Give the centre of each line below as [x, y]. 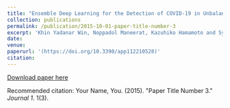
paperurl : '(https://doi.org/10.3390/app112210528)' [84, 52]
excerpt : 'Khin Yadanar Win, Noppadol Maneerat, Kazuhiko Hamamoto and [111, 32]
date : [15, 39]
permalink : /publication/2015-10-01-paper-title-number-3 [91, 26]
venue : [16, 45]
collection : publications [44, 20]
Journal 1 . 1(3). [28, 98]
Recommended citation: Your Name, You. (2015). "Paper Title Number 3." [110, 90]
